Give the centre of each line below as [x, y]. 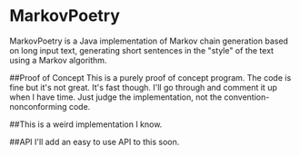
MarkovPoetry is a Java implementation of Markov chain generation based [149, 41]
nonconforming [38, 106]
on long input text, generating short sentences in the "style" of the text [142, 50]
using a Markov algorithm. [58, 60]
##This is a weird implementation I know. [86, 124]
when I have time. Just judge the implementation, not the [116, 97]
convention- [247, 97]
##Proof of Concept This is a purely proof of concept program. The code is [150, 77]
